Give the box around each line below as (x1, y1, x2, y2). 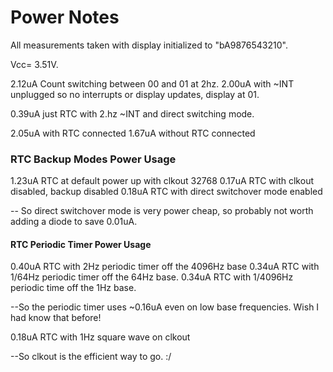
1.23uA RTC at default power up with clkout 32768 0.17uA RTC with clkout (10, 175, 314, 187)
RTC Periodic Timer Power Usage (10, 238, 152, 250)
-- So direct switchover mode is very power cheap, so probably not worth (10, 205, 314, 217)
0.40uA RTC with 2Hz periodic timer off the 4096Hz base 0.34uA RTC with (10, 261, 320, 273)
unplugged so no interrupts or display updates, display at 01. (10, 88, 260, 100)
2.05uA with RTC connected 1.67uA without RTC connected (10, 127, 256, 139)
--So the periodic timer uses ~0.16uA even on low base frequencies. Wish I (10, 301, 320, 313)
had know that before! (10, 312, 102, 324)
